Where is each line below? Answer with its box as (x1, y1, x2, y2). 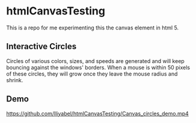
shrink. (6, 76, 23, 83)
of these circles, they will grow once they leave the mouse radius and (6, 70, 178, 77)
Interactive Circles (6, 41, 77, 52)
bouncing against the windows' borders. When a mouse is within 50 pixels (6, 64, 191, 71)
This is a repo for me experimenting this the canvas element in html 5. (6, 24, 179, 31)
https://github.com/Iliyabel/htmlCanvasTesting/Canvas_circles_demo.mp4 (6, 110, 189, 117)
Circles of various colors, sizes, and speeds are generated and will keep (6, 57, 185, 64)
